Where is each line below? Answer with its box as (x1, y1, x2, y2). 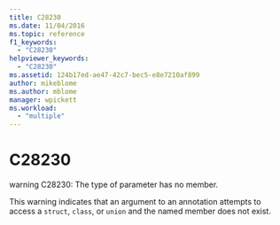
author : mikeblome (9, 79, 77, 88)
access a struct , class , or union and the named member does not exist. (9, 206, 272, 217)
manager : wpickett (9, 95, 77, 105)
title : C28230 (9, 12, 62, 22)
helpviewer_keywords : (9, 54, 89, 63)
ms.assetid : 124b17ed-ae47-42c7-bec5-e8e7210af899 (9, 71, 200, 80)
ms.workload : (9, 104, 58, 112)
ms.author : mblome (9, 87, 77, 96)
